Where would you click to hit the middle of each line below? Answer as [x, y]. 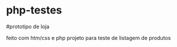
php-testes [34, 10]
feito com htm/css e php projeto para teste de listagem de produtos [89, 38]
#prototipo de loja [28, 26]
